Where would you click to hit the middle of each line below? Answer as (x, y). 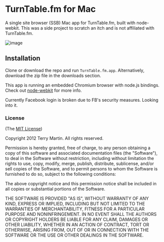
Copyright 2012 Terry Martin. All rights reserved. (54, 138)
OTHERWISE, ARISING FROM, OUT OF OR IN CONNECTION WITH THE (77, 230)
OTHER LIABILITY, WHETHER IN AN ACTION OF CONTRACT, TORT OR (77, 225)
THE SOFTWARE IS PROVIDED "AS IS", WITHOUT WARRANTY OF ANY (77, 199)
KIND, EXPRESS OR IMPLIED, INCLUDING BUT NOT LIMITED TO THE (75, 204)
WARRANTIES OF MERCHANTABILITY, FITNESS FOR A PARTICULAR (75, 209)
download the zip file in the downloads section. (53, 76)
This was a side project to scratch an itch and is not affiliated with (88, 28)
